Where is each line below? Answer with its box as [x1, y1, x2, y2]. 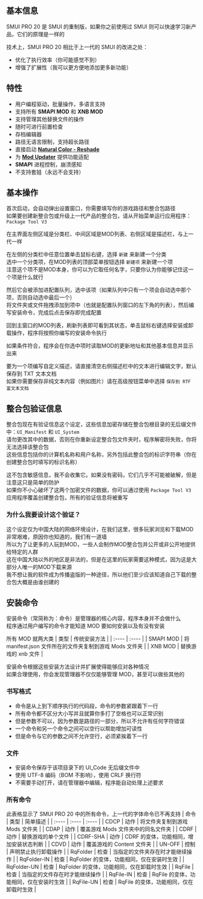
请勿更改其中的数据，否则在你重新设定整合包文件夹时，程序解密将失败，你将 [6, 436, 197, 443]
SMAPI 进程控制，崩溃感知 [14, 161, 82, 168]
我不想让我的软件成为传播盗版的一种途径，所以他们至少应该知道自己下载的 [6, 570, 192, 578]
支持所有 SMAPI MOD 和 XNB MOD [14, 108, 104, 115]
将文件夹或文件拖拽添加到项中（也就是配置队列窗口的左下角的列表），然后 [6, 301, 189, 309]
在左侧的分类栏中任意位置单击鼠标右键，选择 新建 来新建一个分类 [6, 251, 167, 258]
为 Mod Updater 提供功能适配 [14, 153, 89, 160]
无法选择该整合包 [6, 443, 49, 451]
